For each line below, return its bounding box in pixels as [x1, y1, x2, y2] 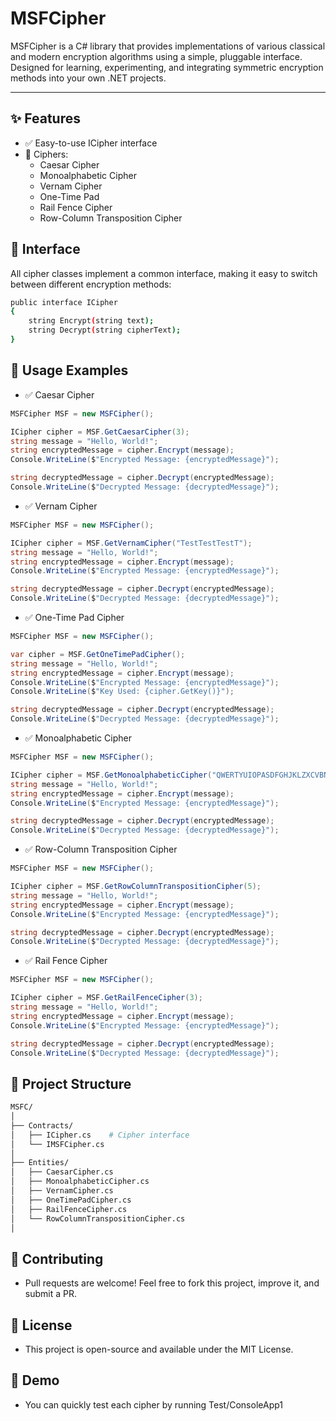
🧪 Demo [10, 1372, 60, 1389]
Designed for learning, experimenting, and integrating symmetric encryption [10, 61, 324, 73]
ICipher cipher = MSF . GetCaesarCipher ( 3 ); [10, 427, 190, 437]
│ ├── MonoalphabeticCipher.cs [10, 1177, 150, 1187]
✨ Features [10, 110, 81, 127]
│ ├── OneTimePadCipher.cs [10, 1195, 132, 1205]
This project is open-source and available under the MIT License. [24, 1343, 294, 1356]
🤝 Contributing [10, 1250, 104, 1267]
